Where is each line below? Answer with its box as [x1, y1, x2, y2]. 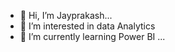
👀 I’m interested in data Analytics [19, 20, 156, 32]
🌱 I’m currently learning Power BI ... [19, 31, 166, 42]
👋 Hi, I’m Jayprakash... [19, 10, 113, 21]
